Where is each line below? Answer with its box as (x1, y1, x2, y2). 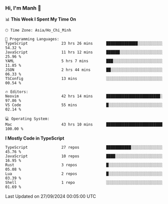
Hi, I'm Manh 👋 (5, 5, 42, 12)
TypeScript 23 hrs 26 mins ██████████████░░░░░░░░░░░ (5, 41, 163, 46)
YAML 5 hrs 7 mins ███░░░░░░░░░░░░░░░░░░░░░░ (5, 59, 163, 64)
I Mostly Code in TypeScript (5, 135, 64, 141)
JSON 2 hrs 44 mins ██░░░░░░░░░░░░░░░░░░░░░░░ (5, 67, 163, 72)
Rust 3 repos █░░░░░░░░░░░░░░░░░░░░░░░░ (5, 163, 163, 168)
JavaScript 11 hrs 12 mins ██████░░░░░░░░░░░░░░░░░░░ (5, 50, 163, 55)
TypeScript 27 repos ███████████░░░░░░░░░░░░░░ (5, 145, 163, 150)
